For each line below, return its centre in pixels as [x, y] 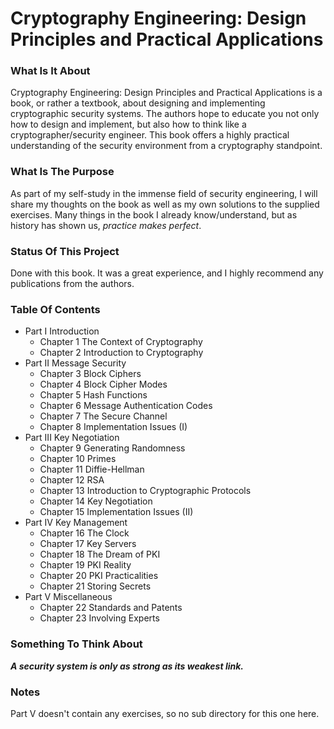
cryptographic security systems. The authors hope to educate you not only [165, 114]
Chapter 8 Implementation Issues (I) [113, 427]
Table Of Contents [55, 309]
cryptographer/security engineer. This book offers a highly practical [150, 135]
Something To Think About [76, 644]
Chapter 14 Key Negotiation [96, 501]
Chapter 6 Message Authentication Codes [126, 406]
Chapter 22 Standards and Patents [111, 608]
